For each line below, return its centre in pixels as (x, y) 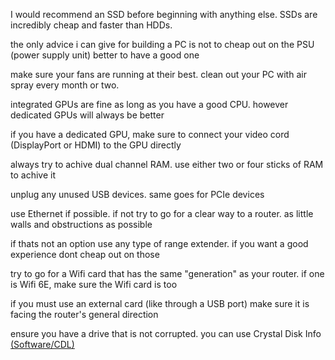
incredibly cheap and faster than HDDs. (91, 25)
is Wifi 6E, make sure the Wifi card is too (94, 284)
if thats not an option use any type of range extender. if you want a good (159, 243)
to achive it (33, 175)
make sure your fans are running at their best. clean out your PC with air (158, 74)
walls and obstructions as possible (81, 224)
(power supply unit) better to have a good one (105, 55)
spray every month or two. (65, 85)
